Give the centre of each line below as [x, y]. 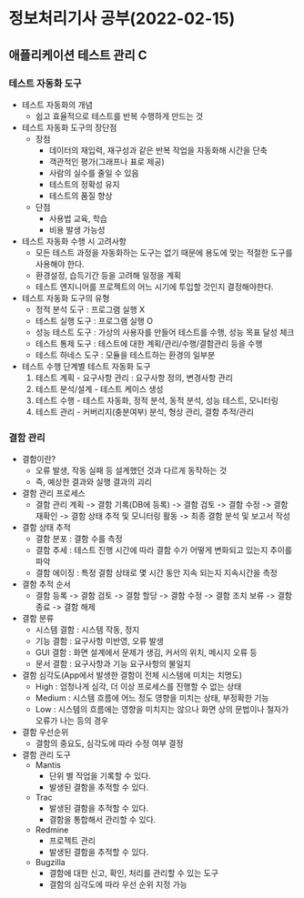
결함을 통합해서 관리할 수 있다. [102, 820]
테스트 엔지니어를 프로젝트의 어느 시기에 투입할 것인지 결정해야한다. [154, 287]
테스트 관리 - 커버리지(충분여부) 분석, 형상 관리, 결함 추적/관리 [144, 411]
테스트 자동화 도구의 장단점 [69, 127]
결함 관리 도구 [46, 755]
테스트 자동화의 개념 [57, 105]
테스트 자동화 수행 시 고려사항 [74, 241]
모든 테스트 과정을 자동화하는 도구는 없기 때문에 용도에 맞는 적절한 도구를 [164, 252]
